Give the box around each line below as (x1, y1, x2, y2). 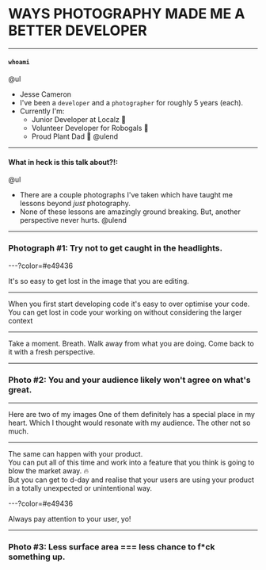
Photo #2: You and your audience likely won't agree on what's (8, 374, 251, 385)
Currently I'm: (19, 106, 65, 116)
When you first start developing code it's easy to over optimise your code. (8, 299, 250, 308)
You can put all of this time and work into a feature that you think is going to (8, 457, 255, 467)
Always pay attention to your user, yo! (8, 514, 131, 523)
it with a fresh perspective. (8, 346, 96, 357)
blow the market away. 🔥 (8, 465, 89, 476)
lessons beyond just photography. (19, 199, 131, 208)
